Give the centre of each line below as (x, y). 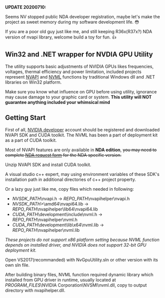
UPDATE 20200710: (26, 7)
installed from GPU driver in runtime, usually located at (61, 280)
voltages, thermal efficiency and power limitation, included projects (73, 72)
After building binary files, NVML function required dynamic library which (79, 274)
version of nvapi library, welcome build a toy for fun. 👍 (61, 37)
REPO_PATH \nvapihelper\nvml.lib (46, 230)
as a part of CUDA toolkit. (31, 140)
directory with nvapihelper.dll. (35, 290)
